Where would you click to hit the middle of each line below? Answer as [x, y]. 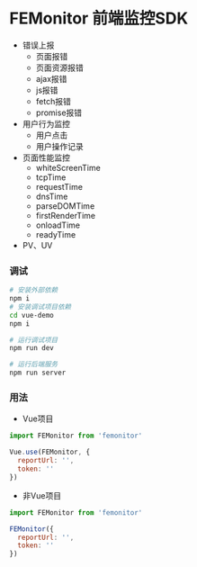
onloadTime [58, 225]
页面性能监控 [46, 157]
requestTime [59, 186]
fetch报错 [54, 101]
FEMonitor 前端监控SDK [99, 18]
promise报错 [59, 112]
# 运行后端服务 [34, 364]
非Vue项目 [41, 495]
